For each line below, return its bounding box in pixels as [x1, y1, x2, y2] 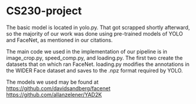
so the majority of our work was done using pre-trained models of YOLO [6, 30, 183, 37]
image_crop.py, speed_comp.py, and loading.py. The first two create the [6, 54, 183, 61]
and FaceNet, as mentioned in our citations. [6, 36, 113, 43]
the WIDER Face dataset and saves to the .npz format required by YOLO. [6, 67, 183, 74]
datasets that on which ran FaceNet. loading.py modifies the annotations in [6, 61, 190, 68]
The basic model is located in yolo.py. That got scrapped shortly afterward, [6, 24, 190, 31]
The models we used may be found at [6, 78, 99, 86]
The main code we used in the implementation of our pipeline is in [6, 48, 167, 55]
